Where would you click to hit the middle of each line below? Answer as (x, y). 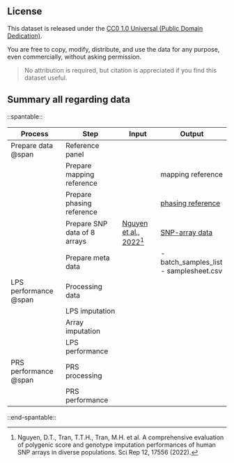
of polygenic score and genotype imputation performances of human (116, 444)
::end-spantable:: (32, 417)
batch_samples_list (191, 262)
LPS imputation (90, 311)
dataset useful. (46, 78)
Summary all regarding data (69, 100)
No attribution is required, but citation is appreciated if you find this (120, 70)
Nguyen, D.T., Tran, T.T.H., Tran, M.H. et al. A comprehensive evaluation (120, 437)
